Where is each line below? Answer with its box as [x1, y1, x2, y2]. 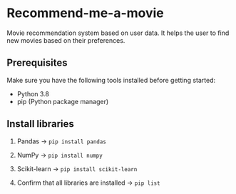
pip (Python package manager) [16, 97, 109, 106]
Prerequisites [6, 57, 68, 69]
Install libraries [6, 118, 74, 130]
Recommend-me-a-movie [6, 5, 165, 21]
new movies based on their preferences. [6, 36, 125, 44]
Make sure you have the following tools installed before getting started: [6, 76, 216, 84]
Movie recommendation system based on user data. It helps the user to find [6, 29, 230, 37]
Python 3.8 [16, 89, 49, 98]
